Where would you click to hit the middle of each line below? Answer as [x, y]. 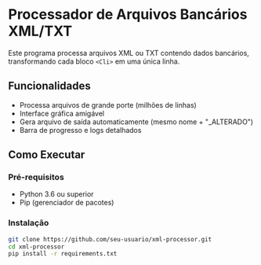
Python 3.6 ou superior [56, 194]
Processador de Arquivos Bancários [128, 15]
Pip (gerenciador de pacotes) [67, 203]
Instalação [29, 223]
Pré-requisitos [36, 177]
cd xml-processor [36, 247]
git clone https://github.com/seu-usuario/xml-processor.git [110, 239]
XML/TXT [40, 31]
